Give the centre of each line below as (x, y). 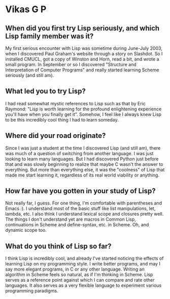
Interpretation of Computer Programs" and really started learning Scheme (82, 70)
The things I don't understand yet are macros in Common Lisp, (71, 219)
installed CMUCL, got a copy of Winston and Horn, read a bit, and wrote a (82, 59)
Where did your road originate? (56, 136)
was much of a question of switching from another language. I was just (79, 153)
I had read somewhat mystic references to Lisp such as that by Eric (76, 103)
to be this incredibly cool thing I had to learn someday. (62, 119)
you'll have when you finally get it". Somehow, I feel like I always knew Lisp (83, 114)
